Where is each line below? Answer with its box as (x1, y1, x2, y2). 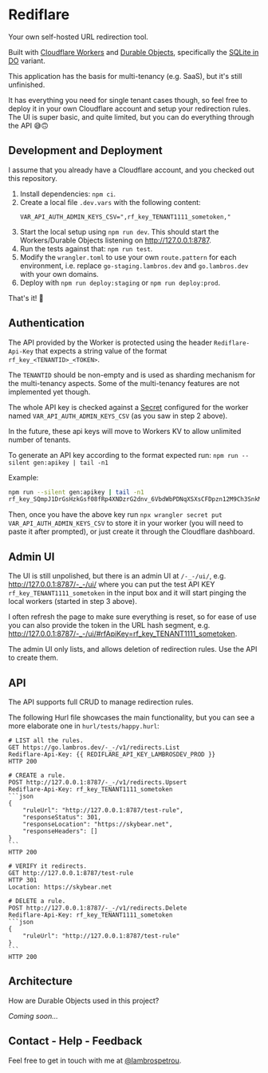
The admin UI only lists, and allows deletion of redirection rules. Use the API (8, 645, 258, 654)
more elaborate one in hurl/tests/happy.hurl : (8, 720, 160, 731)
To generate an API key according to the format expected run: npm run (8, 450, 238, 460)
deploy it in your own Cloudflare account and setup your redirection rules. (8, 104, 251, 113)
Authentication (8, 317, 85, 330)
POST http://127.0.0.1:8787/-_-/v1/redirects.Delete (8, 904, 187, 912)
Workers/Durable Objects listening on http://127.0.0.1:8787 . (19, 235, 211, 245)
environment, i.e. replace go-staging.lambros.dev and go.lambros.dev (19, 261, 249, 270)
